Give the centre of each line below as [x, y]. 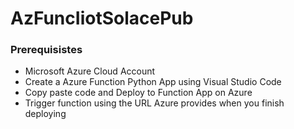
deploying [45, 114]
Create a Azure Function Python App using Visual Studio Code [153, 82]
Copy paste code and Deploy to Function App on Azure [138, 93]
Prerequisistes [46, 50]
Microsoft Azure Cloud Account [90, 71]
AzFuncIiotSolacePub [102, 18]
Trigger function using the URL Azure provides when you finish [154, 103]
